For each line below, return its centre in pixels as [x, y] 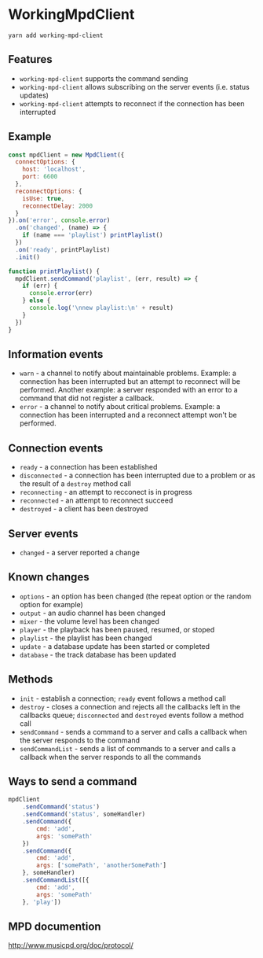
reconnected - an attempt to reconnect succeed [96, 500]
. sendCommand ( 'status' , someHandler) [84, 814]
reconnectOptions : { [49, 191]
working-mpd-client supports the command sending [104, 78]
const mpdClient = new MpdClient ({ [66, 155]
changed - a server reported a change [79, 553]
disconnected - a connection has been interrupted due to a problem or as [137, 475]
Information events [56, 354]
